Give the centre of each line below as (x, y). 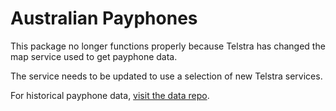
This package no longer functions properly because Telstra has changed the (168, 46)
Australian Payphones (104, 18)
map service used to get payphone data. (94, 56)
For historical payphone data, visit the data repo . (110, 95)
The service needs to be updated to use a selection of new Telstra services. (166, 76)
